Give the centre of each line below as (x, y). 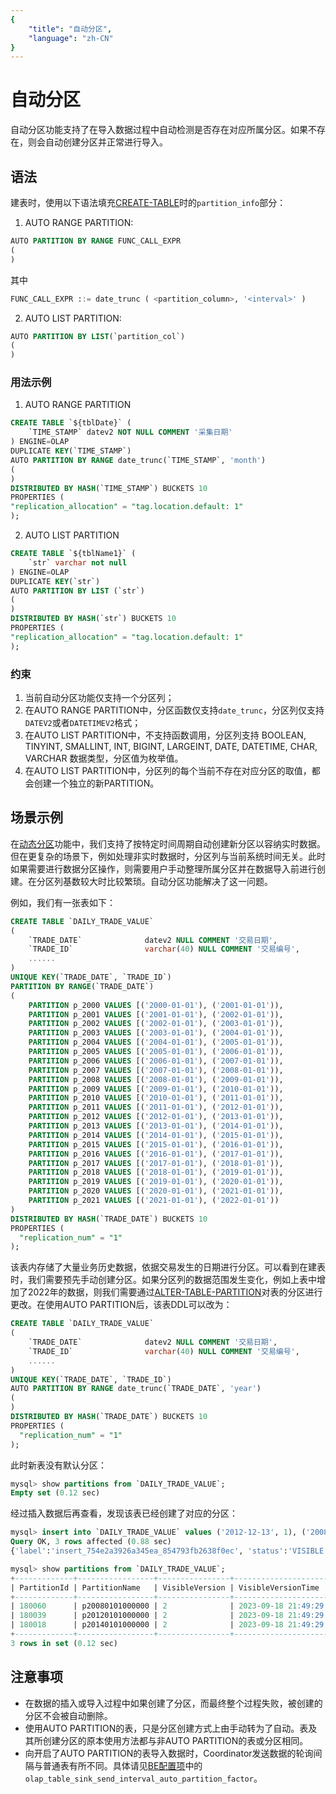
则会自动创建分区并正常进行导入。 (97, 142)
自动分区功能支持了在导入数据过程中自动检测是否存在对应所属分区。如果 (159, 130)
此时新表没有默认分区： (58, 1465)
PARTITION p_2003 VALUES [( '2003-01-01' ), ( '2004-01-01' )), (156, 1033)
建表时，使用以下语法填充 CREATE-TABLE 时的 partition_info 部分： (148, 202)
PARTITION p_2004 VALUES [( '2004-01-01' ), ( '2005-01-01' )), (156, 1042)
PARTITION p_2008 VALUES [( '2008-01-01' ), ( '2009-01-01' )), (156, 1079)
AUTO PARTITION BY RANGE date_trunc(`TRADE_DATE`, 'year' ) (136, 1389)
